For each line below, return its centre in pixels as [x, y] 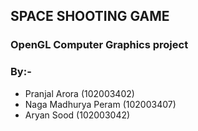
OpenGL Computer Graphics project [99, 45]
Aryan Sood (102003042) [77, 115]
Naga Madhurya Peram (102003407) [100, 104]
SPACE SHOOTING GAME [90, 16]
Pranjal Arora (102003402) [79, 93]
